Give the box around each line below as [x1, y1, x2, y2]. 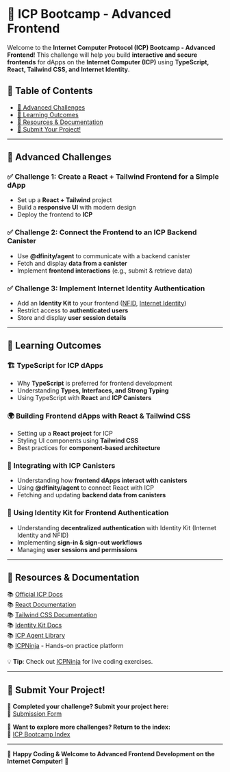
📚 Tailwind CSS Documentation [7, 611, 97, 619]
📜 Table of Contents [7, 85, 93, 97]
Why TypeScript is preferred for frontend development [16, 379, 172, 387]
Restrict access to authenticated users [16, 306, 129, 314]
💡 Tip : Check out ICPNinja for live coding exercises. [7, 658, 153, 666]
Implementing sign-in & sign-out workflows [16, 538, 142, 547]
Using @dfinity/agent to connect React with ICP [16, 484, 154, 492]
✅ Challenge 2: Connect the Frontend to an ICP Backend [7, 227, 197, 237]
